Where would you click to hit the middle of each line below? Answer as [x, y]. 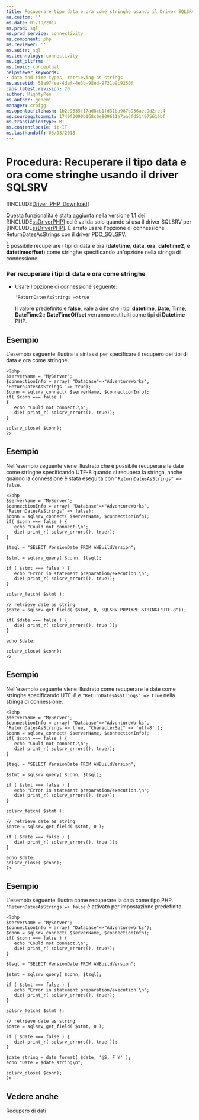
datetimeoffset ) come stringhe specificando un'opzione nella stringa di [94, 252]
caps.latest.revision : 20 [38, 89]
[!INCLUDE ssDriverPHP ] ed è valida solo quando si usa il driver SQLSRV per [99, 221]
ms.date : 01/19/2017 [32, 23]
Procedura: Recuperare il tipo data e [96, 162]
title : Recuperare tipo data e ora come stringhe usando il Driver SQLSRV [100, 12]
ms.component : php [29, 39]
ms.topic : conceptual [33, 67]
